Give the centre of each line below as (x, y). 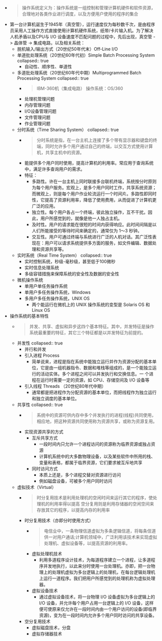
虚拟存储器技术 (47, 634)
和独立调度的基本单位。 (55, 398)
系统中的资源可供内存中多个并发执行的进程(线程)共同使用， (96, 415)
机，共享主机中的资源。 (60, 152)
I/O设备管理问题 (40, 111)
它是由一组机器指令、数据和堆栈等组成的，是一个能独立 (96, 368)
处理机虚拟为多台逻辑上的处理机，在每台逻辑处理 (101, 572)
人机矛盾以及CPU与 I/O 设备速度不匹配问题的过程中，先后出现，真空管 (81, 37)
